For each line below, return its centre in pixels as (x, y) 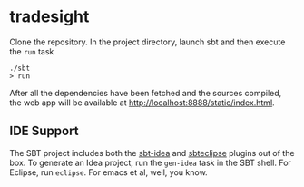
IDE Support (44, 131)
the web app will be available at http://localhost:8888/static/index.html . (142, 103)
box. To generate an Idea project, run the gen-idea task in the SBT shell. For (151, 162)
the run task (32, 51)
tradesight (49, 17)
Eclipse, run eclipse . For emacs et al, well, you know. (108, 172)
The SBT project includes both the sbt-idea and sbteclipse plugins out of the (152, 153)
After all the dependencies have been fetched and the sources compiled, (146, 93)
